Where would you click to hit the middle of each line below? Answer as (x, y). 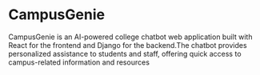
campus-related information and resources (79, 62)
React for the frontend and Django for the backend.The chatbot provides (128, 45)
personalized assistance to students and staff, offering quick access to (125, 53)
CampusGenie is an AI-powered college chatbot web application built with (130, 37)
